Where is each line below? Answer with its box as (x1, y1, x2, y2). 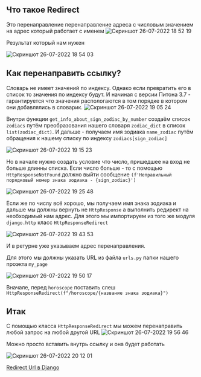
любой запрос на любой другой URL (6, 329, 101, 336)
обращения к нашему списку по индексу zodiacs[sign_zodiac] (6, 134, 168, 141)
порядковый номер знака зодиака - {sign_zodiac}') (6, 177, 136, 183)
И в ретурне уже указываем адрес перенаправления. (6, 242, 146, 250)
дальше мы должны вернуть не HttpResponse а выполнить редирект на (6, 205, 189, 213)
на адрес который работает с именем (6, 27, 104, 34)
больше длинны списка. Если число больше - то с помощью (6, 164, 163, 172)
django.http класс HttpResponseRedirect (6, 219, 109, 226)
